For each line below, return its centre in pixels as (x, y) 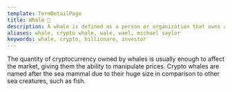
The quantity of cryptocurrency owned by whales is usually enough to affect (116, 59)
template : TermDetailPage (44, 13)
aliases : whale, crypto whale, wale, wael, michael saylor (94, 33)
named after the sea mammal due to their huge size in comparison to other (113, 74)
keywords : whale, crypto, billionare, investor (77, 39)
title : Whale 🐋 (29, 20)
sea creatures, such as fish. (47, 81)
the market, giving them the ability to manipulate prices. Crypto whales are (113, 66)
